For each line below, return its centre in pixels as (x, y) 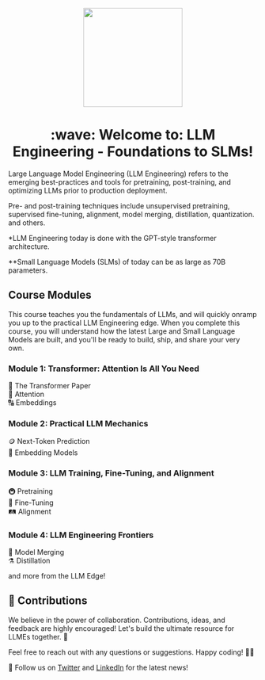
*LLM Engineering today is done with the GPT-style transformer (113, 238)
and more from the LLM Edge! (57, 575)
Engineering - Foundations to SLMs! (133, 152)
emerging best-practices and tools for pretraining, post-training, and (120, 181)
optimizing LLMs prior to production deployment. (88, 190)
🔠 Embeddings (32, 403)
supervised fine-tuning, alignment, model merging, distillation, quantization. (131, 214)
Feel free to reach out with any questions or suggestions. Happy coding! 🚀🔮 (131, 652)
